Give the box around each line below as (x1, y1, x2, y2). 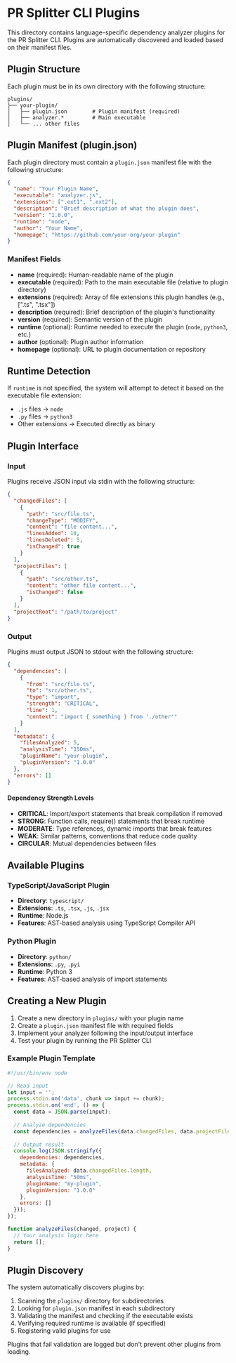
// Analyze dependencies (13, 1121, 86, 1128)
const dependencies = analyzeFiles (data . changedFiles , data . (13, 1128, 197, 1135)
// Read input (7, 1082, 49, 1089)
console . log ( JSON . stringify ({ (13, 1147, 102, 1154)
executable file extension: (7, 391, 82, 400)
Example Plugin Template (7, 1053, 96, 1063)
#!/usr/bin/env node (7, 1069, 68, 1076)
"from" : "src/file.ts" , (25, 680, 96, 687)
